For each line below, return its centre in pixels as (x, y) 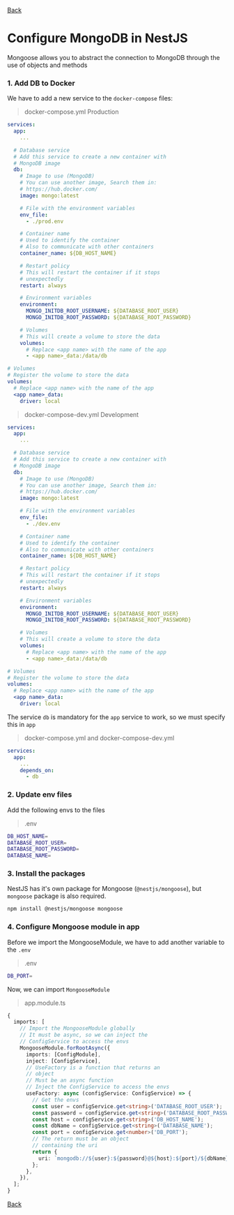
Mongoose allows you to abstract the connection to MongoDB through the (114, 57)
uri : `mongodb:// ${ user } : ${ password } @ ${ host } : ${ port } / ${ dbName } (133, 1158)
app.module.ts (45, 1003)
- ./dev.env (43, 524)
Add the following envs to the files (56, 810)
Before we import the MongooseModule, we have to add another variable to (116, 942)
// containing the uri (65, 1145)
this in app (22, 724)
